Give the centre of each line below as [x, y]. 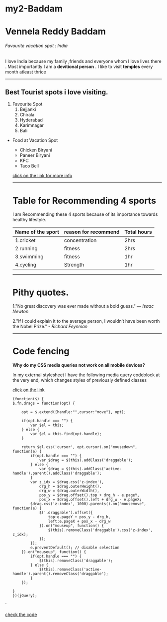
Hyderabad [31, 120]
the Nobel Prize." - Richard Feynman [50, 326]
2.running [26, 249]
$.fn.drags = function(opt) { [44, 403]
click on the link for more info [42, 176]
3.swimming [29, 257]
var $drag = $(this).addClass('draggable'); [86, 460]
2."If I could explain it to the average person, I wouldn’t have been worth [86, 321]
